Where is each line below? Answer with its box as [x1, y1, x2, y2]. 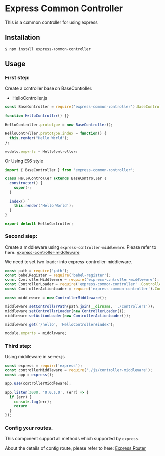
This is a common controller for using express [5, 19, 98, 25]
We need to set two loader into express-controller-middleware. [5, 258, 133, 265]
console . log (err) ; [14, 399, 52, 404]
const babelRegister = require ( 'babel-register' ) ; [5, 273, 111, 278]
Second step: [5, 233, 38, 240]
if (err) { [9, 394, 32, 400]
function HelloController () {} [5, 113, 69, 118]
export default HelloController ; [5, 221, 74, 226]
